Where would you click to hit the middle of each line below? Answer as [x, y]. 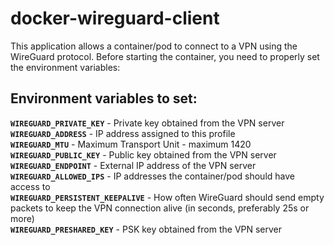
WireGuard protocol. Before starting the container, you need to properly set [165, 56]
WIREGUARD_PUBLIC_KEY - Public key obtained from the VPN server [143, 154]
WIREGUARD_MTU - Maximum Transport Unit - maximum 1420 [131, 144]
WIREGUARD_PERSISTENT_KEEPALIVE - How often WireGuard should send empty [167, 197]
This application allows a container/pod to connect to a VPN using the [154, 46]
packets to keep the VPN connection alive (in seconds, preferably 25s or [160, 208]
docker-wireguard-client [115, 18]
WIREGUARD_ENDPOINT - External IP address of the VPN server [133, 165]
